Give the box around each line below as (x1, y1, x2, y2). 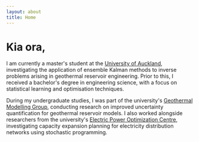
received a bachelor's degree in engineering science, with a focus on (6, 79, 177, 86)
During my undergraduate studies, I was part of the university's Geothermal (6, 97, 193, 104)
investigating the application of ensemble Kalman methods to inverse (6, 67, 177, 74)
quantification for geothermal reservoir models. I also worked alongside (6, 110, 183, 117)
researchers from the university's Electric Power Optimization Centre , (6, 116, 178, 123)
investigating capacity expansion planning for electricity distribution (6, 122, 174, 129)
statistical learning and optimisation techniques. (6, 85, 125, 93)
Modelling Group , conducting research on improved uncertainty (6, 103, 164, 111)
